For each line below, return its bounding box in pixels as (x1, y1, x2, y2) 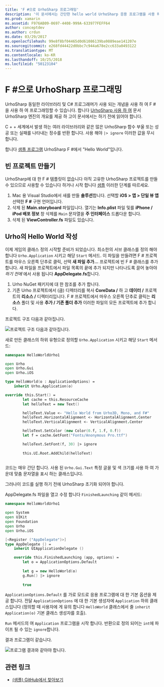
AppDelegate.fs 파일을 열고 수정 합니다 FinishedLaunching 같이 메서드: (5, 492, 143, 498)
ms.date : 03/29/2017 (5, 35, 47, 40)
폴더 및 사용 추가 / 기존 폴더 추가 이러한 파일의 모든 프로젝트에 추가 (21, 299, 147, 305)
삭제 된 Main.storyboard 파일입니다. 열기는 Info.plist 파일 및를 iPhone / (12, 205, 153, 210)
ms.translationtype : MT (5, 48, 54, 53)
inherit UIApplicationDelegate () (14, 546, 84, 551)
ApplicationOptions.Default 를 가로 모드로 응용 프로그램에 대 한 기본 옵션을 (5, 592, 152, 598)
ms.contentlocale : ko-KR (5, 52, 56, 58)
